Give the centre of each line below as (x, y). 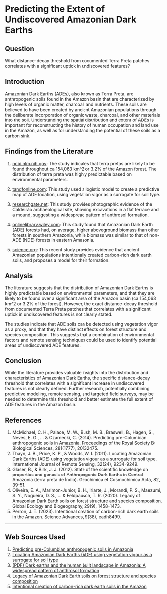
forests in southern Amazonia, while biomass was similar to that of (80, 235)
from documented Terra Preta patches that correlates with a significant (78, 309)
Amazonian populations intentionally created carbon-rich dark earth (82, 255)
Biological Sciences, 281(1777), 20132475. (55, 448)
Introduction (25, 81)
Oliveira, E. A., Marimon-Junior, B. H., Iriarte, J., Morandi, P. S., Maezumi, (87, 490)
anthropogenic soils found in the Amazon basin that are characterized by (80, 99)
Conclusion (23, 361)
